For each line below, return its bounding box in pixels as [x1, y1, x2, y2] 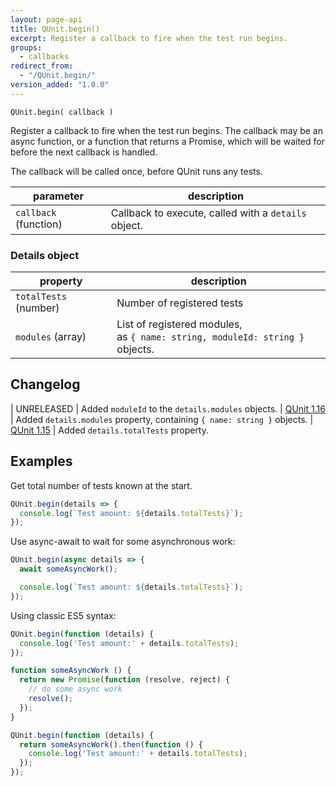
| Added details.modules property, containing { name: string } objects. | [10, 413, 314, 425]
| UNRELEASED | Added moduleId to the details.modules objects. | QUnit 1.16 [10, 402, 326, 415]
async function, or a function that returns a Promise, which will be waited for [10, 135, 325, 147]
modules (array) [15, 330, 87, 344]
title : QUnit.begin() [10, 24, 101, 34]
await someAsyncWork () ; [19, 564, 118, 575]
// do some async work [28, 684, 123, 695]
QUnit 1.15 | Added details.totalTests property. [10, 424, 210, 436]
